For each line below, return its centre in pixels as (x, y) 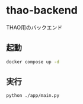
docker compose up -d (33, 62)
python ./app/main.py (33, 96)
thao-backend (42, 10)
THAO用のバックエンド (34, 27)
